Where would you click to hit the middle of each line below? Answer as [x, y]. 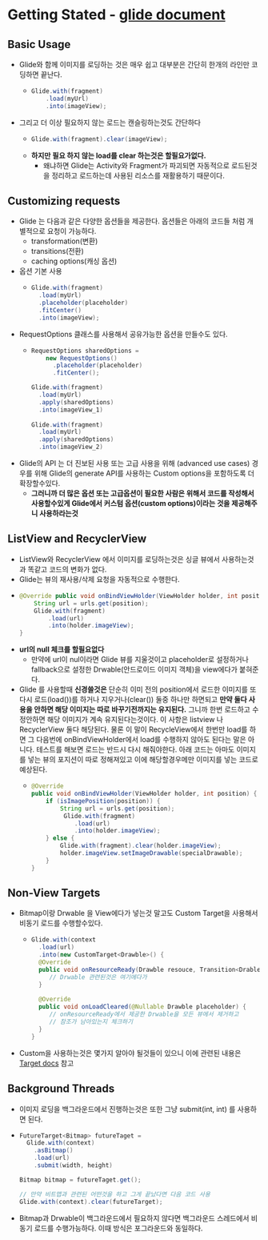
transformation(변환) [64, 241]
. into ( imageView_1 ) [70, 410]
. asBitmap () [54, 1150]
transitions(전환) [58, 251]
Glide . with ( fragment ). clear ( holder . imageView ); [140, 846]
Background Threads [61, 1089]
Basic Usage [39, 44]
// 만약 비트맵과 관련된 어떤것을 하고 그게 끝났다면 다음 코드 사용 [115, 1194]
